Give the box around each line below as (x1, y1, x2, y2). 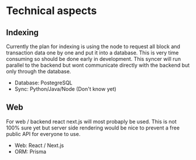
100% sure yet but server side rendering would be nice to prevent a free (6, 124, 180, 131)
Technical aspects (6, 4, 97, 18)
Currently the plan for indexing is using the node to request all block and (6, 43, 180, 50)
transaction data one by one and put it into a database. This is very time (6, 49, 179, 56)
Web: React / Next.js (14, 142, 64, 149)
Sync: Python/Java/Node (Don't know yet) (14, 86, 117, 92)
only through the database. (6, 68, 71, 74)
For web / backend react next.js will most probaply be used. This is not (6, 118, 177, 125)
